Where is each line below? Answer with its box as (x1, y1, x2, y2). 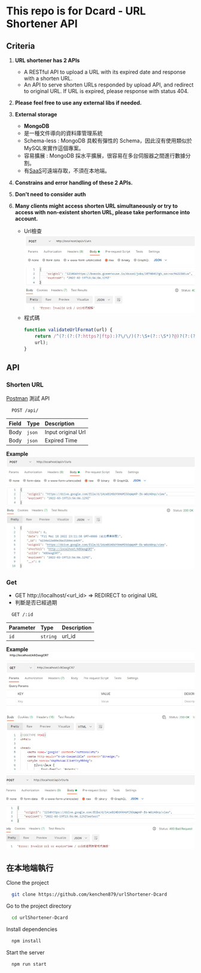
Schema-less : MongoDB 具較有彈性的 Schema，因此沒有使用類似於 (23, 137, 193, 144)
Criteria (6, 41, 35, 51)
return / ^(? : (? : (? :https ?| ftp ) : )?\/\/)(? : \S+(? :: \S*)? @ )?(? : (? (35, 333, 196, 340)
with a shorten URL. (23, 75, 73, 82)
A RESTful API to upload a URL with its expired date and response (23, 68, 186, 76)
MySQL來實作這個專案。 (23, 145, 84, 151)
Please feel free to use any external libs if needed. (14, 99, 142, 106)
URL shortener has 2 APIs (14, 57, 80, 64)
